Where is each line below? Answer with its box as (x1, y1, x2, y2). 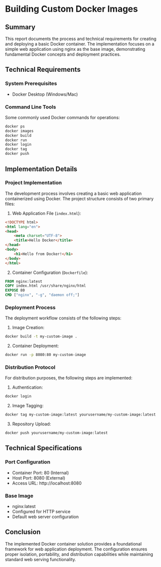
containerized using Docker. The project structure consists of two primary (5, 195, 154, 201)
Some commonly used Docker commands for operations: (5, 114, 120, 120)
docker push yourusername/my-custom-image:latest (5, 431, 108, 436)
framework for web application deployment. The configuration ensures (5, 546, 147, 552)
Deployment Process (5, 304, 56, 311)
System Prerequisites (5, 80, 57, 87)
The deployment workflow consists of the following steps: (5, 315, 121, 321)
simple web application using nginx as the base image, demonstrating (5, 46, 145, 52)
